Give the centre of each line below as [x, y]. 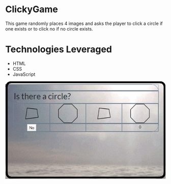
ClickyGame [32, 9]
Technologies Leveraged [59, 50]
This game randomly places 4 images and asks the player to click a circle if [84, 23]
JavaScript [24, 74]
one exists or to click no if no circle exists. [49, 28]
